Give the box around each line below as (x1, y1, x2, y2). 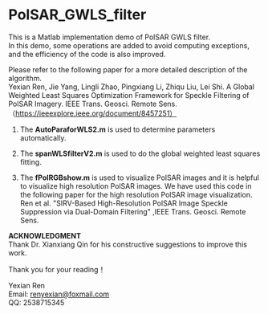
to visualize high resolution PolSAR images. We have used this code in (19, 181, 252, 190)
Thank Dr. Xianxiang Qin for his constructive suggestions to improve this (8, 239, 247, 249)
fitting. (19, 157, 42, 166)
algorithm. (8, 73, 43, 83)
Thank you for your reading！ (8, 264, 106, 274)
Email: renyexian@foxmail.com (8, 289, 110, 299)
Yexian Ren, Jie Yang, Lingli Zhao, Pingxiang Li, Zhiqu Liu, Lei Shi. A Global (8, 82, 255, 92)
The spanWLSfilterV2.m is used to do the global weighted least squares (19, 149, 261, 158)
